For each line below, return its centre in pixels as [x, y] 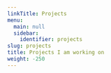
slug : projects [29, 46]
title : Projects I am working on [56, 53]
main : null [29, 26]
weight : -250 [26, 59]
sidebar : [26, 33]
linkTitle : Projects [37, 14]
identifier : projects [51, 40]
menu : [15, 20]
